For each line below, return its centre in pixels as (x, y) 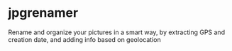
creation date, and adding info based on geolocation (85, 39)
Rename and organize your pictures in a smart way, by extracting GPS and (117, 32)
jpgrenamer (43, 13)
